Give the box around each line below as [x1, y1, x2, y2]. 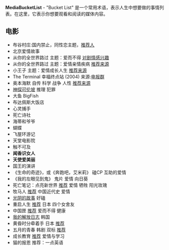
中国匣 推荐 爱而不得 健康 [12, 207, 66, 213]
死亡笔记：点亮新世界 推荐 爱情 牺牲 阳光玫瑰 [12, 182, 107, 188]
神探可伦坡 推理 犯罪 [12, 86, 56, 92]
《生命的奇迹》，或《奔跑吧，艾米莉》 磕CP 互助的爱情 [12, 169, 126, 175]
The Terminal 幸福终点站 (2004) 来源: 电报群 [12, 73, 105, 80]
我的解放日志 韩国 [12, 214, 50, 220]
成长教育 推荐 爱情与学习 [12, 233, 65, 239]
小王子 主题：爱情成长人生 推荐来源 [12, 67, 87, 73]
